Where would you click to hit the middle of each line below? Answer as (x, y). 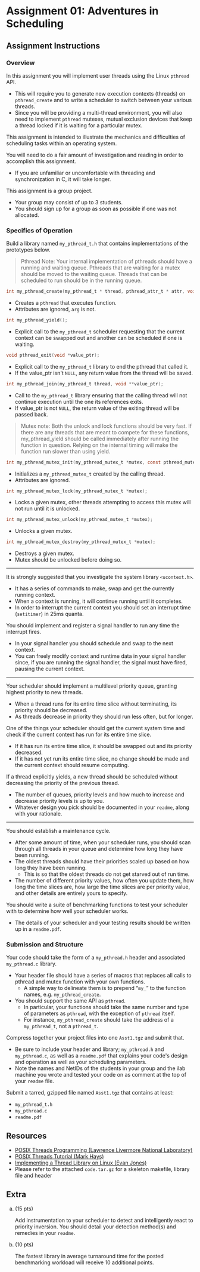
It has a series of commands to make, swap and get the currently (94, 589)
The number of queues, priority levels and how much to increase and (99, 795)
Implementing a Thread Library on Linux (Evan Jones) (81, 1163)
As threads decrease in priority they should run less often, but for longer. (104, 717)
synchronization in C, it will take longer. (63, 179)
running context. (35, 595)
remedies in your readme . (45, 1233)
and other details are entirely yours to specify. (71, 893)
